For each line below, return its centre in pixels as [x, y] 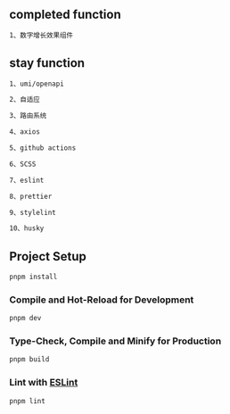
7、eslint [27, 180]
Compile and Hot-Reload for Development [102, 300]
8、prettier [31, 196]
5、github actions [43, 148]
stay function [47, 63]
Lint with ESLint [44, 383]
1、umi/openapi [37, 84]
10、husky [27, 228]
